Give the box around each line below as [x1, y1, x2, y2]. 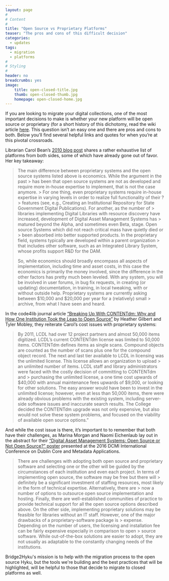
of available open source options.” [17, 417, 89, 423]
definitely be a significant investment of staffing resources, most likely [17, 479, 164, 486]
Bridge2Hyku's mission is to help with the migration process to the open [5, 554, 155, 560]
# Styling [5, 64, 26, 69]
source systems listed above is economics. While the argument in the [17, 173, 162, 179]
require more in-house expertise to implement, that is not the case [17, 184, 155, 190]
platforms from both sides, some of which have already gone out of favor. [5, 153, 158, 159]
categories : [5, 36, 30, 41]
